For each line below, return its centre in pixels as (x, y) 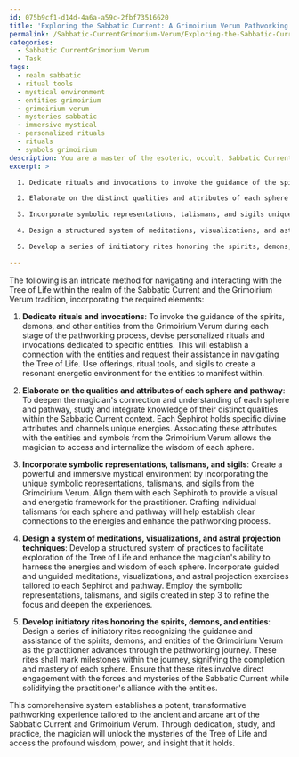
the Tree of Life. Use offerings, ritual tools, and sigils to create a (139, 363)
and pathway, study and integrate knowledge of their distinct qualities (150, 409)
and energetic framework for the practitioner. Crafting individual (139, 502)
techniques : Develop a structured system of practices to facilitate (143, 547)
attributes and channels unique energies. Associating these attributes (149, 428)
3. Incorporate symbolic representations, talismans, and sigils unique (155, 214)
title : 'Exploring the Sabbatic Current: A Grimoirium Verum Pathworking (149, 26)
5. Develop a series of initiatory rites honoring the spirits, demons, (155, 246)
